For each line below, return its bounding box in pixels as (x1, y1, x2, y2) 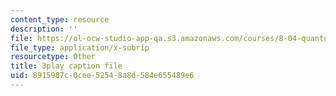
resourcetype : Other (10, 52, 97, 62)
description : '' (10, 24, 78, 34)
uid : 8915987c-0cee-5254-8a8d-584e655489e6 (10, 71, 195, 81)
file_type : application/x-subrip (10, 42, 150, 53)
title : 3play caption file (10, 61, 123, 71)
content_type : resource (10, 14, 110, 25)
